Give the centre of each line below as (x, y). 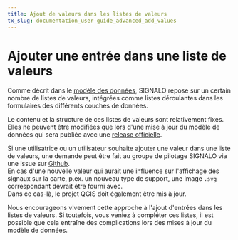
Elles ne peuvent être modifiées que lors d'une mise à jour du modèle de (114, 127)
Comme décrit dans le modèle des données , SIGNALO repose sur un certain (119, 90)
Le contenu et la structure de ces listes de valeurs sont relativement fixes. (116, 120)
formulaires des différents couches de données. (78, 106)
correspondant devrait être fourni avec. (65, 187)
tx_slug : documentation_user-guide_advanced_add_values (92, 21)
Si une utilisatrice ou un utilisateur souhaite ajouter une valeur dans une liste (119, 148)
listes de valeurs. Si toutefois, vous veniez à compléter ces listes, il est (110, 215)
